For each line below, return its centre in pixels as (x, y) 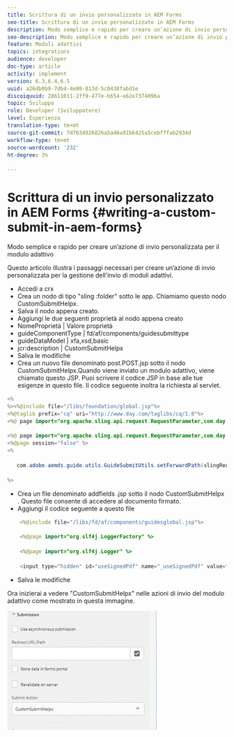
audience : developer (37, 59)
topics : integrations (39, 52)
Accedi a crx (36, 289)
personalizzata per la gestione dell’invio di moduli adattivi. (90, 276)
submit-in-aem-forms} (75, 228)
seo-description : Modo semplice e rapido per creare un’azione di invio (115, 37)
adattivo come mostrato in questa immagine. (71, 601)
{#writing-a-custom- (154, 213)
